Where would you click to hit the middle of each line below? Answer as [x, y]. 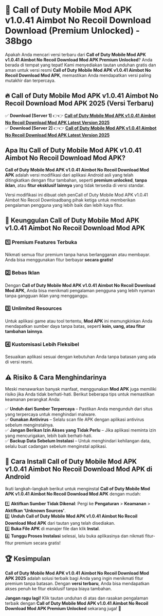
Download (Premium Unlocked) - [72, 31]
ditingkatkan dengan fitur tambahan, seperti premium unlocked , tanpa [76, 180]
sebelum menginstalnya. [30, 425]
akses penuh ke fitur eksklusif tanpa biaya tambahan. [58, 588]
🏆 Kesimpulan [28, 559]
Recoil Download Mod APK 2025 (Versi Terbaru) [80, 104]
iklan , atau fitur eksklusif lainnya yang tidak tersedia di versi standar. [75, 185]
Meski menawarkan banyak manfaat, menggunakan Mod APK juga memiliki [81, 389]
